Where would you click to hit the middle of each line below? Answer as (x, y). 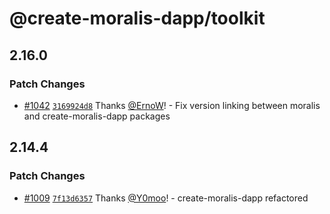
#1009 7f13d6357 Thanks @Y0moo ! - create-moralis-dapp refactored (166, 198)
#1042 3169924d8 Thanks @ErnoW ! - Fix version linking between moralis (172, 105)
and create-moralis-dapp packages (97, 116)
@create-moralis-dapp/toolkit (137, 18)
